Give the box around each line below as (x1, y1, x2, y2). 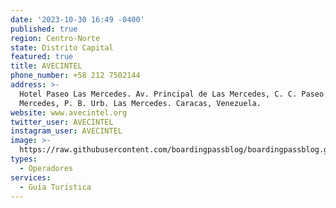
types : (10, 154, 38, 164)
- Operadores (19, 163, 74, 173)
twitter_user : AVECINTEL (10, 117, 114, 127)
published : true (10, 24, 78, 34)
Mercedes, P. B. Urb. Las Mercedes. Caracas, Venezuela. (19, 98, 262, 108)
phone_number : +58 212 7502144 (10, 71, 141, 81)
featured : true (10, 52, 74, 62)
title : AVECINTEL (10, 61, 83, 71)
